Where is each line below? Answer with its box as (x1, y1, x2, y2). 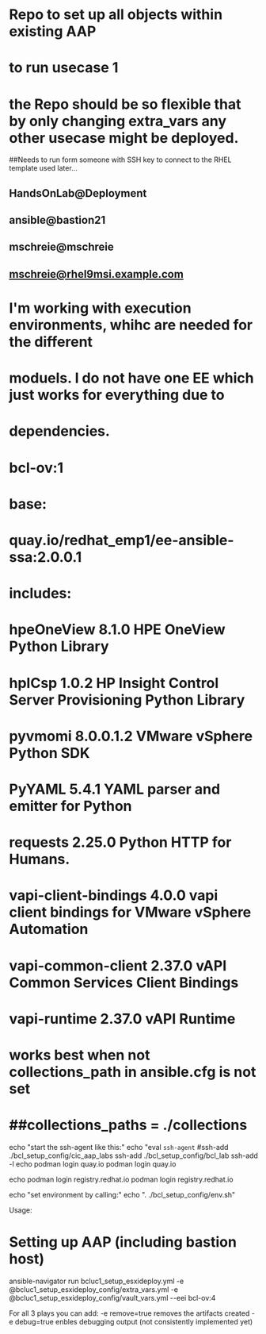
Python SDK (9, 744, 90, 762)
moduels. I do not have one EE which (9, 369, 254, 387)
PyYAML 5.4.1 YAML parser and (9, 780, 221, 798)
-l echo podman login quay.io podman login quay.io (9, 1159, 177, 1168)
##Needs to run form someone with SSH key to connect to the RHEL (9, 155, 232, 164)
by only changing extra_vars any (9, 112, 227, 130)
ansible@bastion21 (9, 213, 106, 227)
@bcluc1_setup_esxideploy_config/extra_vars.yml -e (9, 1284, 179, 1294)
